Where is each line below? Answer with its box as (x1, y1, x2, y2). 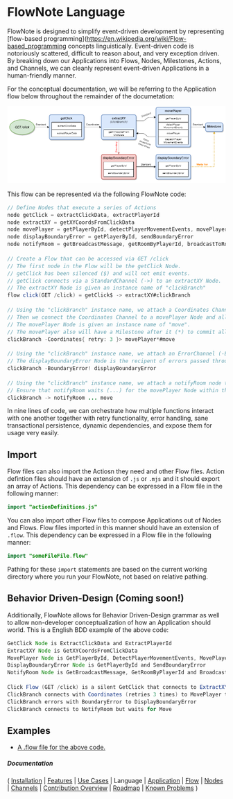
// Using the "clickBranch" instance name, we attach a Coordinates (7, 306, 209, 314)
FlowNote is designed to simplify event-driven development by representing (7, 27, 225, 35)
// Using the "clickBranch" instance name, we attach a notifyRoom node (7, 379, 222, 387)
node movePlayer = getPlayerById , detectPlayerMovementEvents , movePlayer (7, 226, 228, 233)
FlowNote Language (7, 4, 126, 20)
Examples (7, 725, 51, 737)
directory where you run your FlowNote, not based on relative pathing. (7, 572, 208, 581)
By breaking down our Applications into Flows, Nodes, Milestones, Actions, (7, 56, 222, 64)
